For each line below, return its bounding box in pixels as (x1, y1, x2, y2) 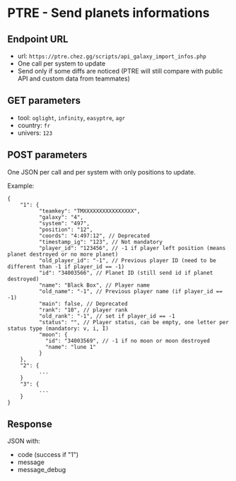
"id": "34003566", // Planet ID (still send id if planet (38, 269, 213, 276)
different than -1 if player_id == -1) (7, 263, 125, 270)
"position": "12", (38, 226, 93, 233)
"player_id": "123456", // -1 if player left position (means (38, 244, 226, 251)
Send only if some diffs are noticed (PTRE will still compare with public (17, 67, 223, 75)
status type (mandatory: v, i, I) (7, 325, 110, 332)
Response (7, 418, 53, 430)
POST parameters (7, 149, 88, 161)
